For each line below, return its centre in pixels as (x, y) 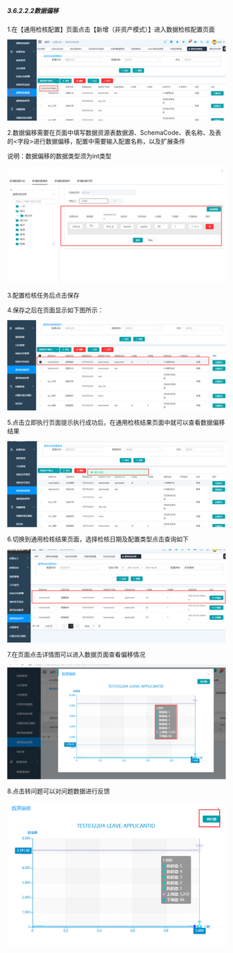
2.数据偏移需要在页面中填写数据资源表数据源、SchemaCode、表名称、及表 (114, 133)
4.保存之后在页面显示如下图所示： (55, 310)
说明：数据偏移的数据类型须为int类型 (60, 155)
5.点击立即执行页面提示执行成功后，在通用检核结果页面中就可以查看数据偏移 (116, 422)
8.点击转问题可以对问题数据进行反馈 (59, 791)
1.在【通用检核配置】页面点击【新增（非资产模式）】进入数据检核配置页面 (111, 29)
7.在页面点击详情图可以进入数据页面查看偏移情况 (76, 655)
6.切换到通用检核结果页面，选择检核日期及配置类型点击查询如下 (98, 539)
